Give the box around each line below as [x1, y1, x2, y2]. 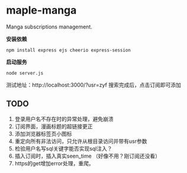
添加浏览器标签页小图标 [14, 130, 72, 137]
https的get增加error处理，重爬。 [14, 159, 94, 166]
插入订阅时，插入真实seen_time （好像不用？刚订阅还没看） [14, 152, 161, 159]
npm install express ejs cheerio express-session [6, 47, 131, 53]
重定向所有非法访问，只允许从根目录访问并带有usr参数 [14, 137, 147, 145]
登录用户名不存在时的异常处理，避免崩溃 [14, 115, 114, 122]
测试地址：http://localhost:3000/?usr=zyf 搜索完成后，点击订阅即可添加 [6, 81, 182, 88]
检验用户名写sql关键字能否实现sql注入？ [14, 145, 112, 152]
